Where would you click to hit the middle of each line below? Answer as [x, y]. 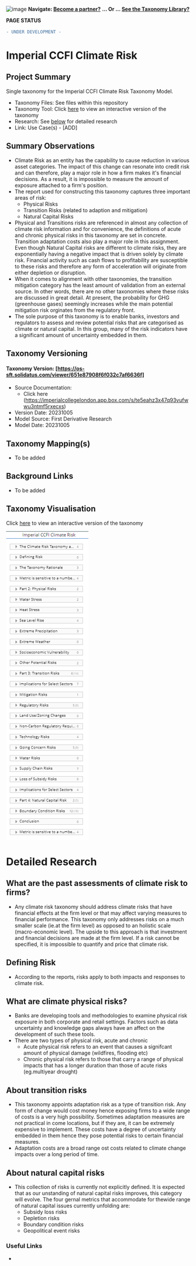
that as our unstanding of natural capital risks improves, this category [98, 1193]
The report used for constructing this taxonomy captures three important [102, 192]
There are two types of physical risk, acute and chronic [81, 1040]
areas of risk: [30, 197]
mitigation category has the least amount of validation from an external [100, 285]
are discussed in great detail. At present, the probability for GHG [92, 297]
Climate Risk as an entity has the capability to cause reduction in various [102, 160]
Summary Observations [51, 146]
